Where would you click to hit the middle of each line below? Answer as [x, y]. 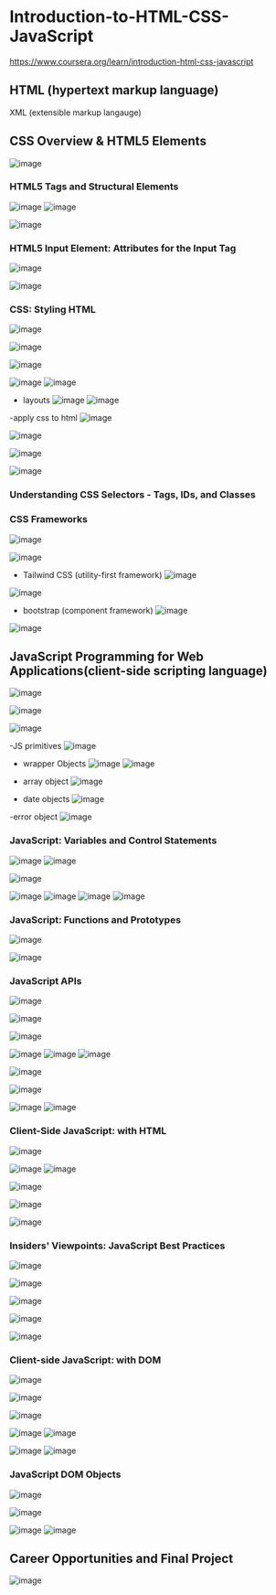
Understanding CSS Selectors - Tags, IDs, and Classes [133, 495]
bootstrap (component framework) [88, 610]
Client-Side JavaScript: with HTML [88, 1131]
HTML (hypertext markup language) [114, 90]
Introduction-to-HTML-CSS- [120, 17]
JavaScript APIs [46, 981]
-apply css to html [43, 418]
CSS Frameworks [49, 519]
